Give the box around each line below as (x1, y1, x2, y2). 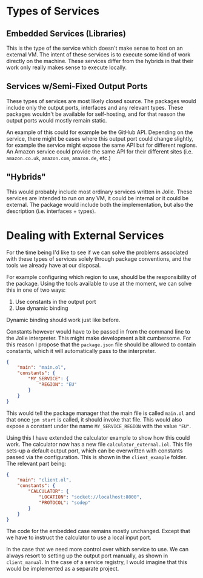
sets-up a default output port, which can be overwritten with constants (6, 447, 183, 454)
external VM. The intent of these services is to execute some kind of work (6, 51, 191, 58)
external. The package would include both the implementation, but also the (6, 201, 194, 208)
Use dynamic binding (15, 304, 68, 312)
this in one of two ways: (6, 286, 66, 294)
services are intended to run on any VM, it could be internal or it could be (6, 194, 189, 201)
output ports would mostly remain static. (6, 116, 107, 124)
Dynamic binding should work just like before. (6, 316, 121, 323)
